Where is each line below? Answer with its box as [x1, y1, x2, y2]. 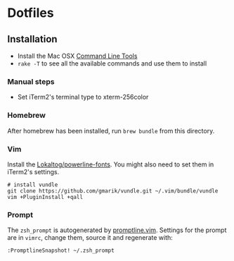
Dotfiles [7, 5, 54, 21]
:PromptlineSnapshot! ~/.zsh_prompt [7, 247, 115, 255]
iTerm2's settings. [7, 167, 60, 176]
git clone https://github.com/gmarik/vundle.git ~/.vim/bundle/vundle [7, 187, 219, 195]
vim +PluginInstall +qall [7, 193, 83, 200]
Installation [7, 33, 58, 45]
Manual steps [7, 76, 55, 86]
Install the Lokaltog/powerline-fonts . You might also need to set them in [7, 160, 214, 169]
